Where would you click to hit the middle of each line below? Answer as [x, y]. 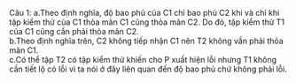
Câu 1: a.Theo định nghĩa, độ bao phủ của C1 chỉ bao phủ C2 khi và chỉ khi [144, 13]
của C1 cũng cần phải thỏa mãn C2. [74, 31]
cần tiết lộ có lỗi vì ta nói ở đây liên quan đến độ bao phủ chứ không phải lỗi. [148, 69]
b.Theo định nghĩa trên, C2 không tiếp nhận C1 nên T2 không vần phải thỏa [146, 41]
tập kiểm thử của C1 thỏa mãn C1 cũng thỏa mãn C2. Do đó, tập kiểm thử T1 [147, 22]
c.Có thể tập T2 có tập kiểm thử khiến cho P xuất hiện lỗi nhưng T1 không [143, 60]
